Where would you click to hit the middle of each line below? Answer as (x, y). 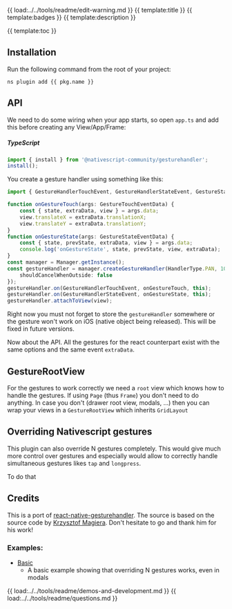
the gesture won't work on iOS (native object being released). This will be (112, 322)
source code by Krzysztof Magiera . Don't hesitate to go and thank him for (112, 522)
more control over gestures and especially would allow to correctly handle (113, 455)
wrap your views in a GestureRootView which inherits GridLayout (98, 410)
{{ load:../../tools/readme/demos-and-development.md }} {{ (92, 590)
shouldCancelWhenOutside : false (66, 275)
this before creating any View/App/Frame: (67, 127)
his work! (20, 529)
